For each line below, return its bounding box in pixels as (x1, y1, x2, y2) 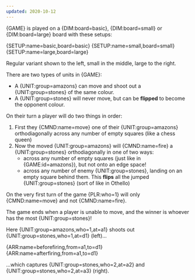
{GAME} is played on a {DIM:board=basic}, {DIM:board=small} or (6, 25, 162, 32)
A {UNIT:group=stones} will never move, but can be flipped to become (14, 95, 186, 102)
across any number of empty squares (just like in (23, 154, 141, 161)
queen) (14, 136, 32, 143)
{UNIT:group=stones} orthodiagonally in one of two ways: (14, 148, 154, 155)
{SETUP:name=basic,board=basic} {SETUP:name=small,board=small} (6, 42, 175, 49)
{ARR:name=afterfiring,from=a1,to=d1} (6, 250, 98, 257)
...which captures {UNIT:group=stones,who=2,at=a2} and (6, 261, 145, 268)
